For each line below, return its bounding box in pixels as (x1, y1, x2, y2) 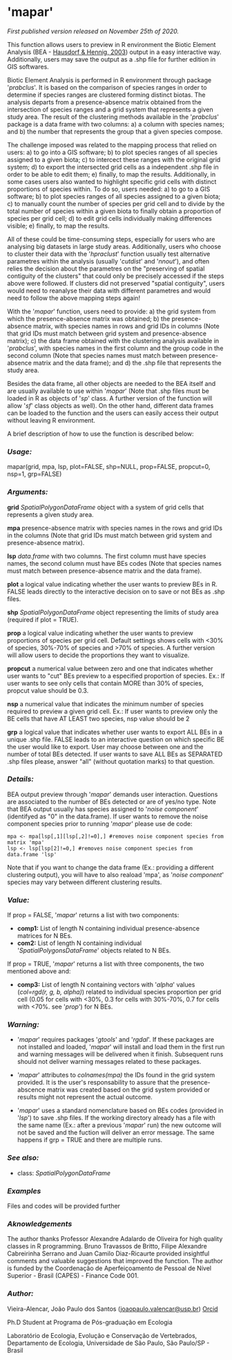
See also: (7, 1153, 39, 1163)
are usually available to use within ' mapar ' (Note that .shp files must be (7, 387, 209, 395)
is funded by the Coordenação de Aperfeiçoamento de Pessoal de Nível (7, 1264, 212, 1273)
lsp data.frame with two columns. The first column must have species (7, 551, 206, 560)
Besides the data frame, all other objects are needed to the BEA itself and (7, 379, 216, 387)
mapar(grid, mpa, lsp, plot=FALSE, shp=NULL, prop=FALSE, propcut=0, (7, 463, 211, 471)
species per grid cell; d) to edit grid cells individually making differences (7, 214, 212, 222)
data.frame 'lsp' (7, 851, 57, 858)
